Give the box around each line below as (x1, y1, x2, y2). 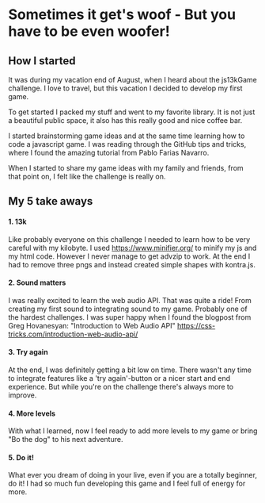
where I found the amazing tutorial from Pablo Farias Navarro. (8, 148, 210, 157)
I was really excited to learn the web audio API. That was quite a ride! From (8, 295, 252, 305)
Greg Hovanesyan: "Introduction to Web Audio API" (8, 321, 176, 330)
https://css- (176, 321, 216, 330)
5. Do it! (8, 452, 34, 462)
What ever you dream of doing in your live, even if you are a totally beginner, (8, 470, 257, 480)
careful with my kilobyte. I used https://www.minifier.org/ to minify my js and (8, 243, 257, 252)
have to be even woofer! (8, 22, 170, 40)
